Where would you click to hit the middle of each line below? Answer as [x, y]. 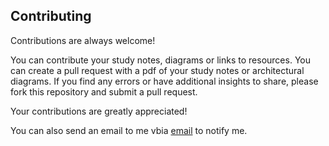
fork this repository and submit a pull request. [104, 91]
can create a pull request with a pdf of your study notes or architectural [157, 70]
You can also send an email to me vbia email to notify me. [129, 130]
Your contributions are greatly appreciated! [99, 111]
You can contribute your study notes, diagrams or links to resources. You [160, 60]
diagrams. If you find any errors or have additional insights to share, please [164, 81]
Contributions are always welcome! [83, 40]
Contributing [51, 16]
